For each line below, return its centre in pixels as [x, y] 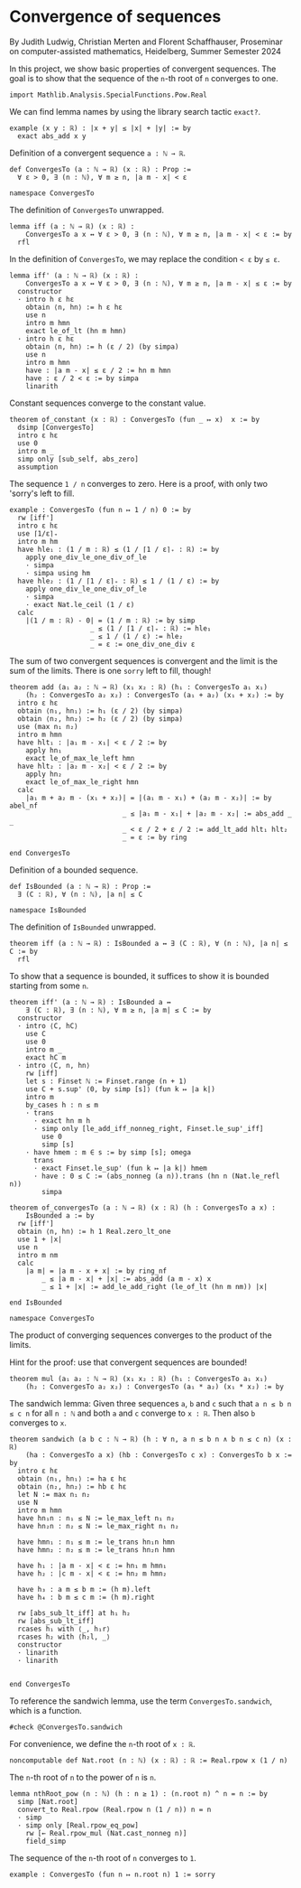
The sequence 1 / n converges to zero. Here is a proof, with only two [139, 483]
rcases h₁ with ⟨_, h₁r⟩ [64, 1629]
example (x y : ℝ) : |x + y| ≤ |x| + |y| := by [100, 128]
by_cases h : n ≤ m [62, 1105]
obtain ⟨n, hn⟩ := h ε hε [74, 307]
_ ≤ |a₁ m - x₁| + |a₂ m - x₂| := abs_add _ [207, 813]
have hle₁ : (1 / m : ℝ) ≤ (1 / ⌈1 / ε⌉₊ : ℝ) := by [119, 549]
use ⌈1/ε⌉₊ [38, 533]
